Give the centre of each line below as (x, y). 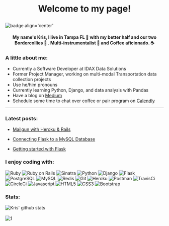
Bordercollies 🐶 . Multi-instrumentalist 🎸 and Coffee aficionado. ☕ (84, 43)
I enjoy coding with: (30, 162)
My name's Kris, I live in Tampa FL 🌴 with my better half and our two (84, 37)
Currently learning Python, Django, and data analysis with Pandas (80, 90)
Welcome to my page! (84, 9)
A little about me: (26, 57)
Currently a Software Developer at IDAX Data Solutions (69, 69)
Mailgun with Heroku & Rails (41, 129)
